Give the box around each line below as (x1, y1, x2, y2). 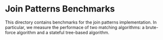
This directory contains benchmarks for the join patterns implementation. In (5, 19, 157, 25)
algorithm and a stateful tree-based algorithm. (17, 29, 110, 35)
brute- (145, 24, 159, 30)
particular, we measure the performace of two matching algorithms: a (5, 24, 145, 30)
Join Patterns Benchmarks (5, 3, 115, 14)
